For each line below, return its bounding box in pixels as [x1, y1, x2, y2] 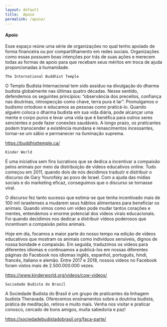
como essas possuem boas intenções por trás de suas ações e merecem [5, 53, 156, 60]
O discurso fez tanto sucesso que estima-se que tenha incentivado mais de [5, 194, 161, 200]
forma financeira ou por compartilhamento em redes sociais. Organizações [5, 48, 160, 54]
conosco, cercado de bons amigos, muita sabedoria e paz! [5, 306, 126, 312]
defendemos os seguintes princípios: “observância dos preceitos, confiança [5, 93, 162, 99]
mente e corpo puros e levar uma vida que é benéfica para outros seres [5, 114, 153, 120]
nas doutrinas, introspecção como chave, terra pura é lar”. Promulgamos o [5, 98, 159, 105]
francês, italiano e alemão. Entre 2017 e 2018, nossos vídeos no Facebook [5, 257, 157, 263]
